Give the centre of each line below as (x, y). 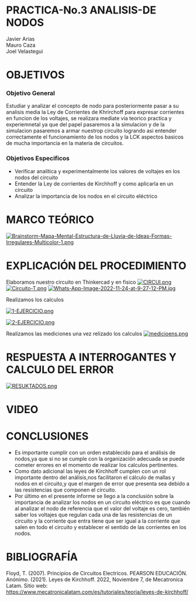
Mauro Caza (21, 45)
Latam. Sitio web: (27, 585)
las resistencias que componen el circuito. (65, 490)
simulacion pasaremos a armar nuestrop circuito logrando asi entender (92, 131)
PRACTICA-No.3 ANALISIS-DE (81, 10)
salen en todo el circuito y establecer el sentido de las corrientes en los (100, 527)
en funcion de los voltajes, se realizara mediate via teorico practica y (89, 118)
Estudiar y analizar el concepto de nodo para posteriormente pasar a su (93, 106)
